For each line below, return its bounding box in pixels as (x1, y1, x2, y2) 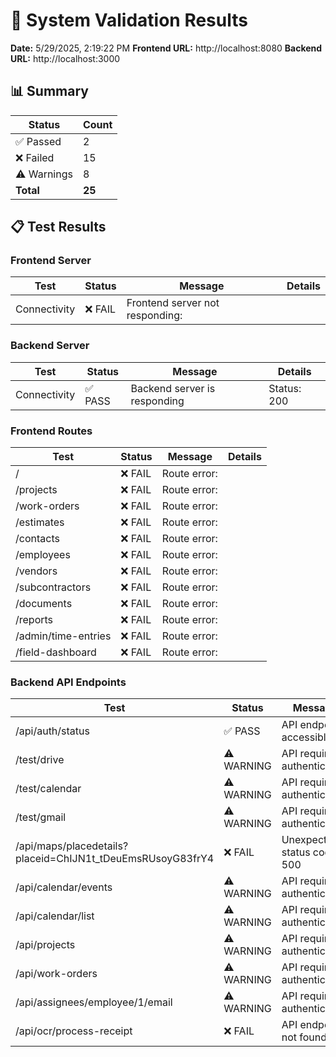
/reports (15, 613, 54, 627)
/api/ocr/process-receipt (15, 1024, 133, 1038)
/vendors (15, 564, 58, 578)
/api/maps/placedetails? (15, 839, 129, 853)
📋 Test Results (10, 219, 107, 236)
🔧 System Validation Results (10, 9, 248, 32)
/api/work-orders (15, 967, 98, 981)
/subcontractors (15, 580, 92, 594)
